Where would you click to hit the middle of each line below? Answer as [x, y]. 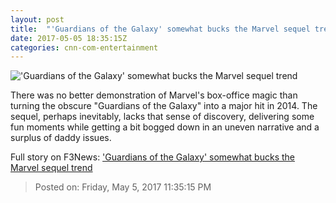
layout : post [37, 19]
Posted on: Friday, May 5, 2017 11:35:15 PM [123, 187]
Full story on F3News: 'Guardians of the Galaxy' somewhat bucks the [152, 157]
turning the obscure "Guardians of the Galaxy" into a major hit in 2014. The [164, 106]
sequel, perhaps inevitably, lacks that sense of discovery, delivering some [162, 117]
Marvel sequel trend [51, 168]
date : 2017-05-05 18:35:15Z [69, 38]
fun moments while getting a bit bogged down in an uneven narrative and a [165, 127]
